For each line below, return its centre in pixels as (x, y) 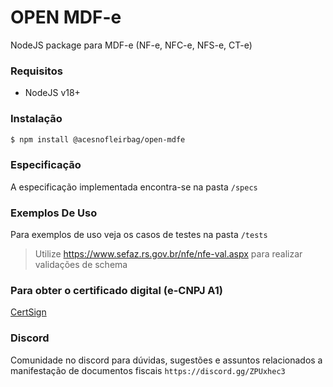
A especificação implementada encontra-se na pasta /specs (134, 187)
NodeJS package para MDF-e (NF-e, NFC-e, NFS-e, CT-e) (131, 45)
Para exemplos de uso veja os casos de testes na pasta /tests (139, 234)
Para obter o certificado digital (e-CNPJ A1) (116, 290)
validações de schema (81, 264)
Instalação (36, 119)
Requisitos (36, 71)
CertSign (28, 312)
